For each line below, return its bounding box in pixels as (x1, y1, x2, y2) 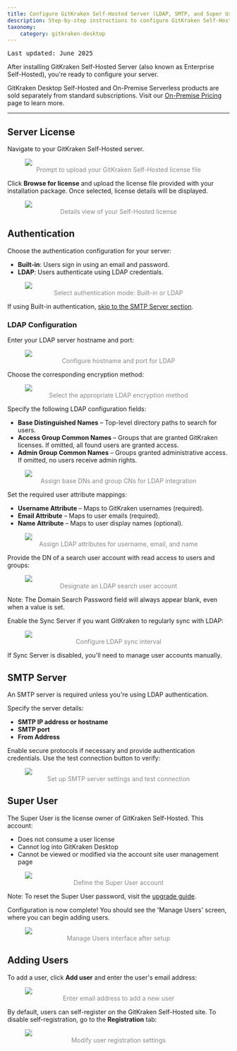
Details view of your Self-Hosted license (59, 208, 178, 216)
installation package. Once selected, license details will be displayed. (7, 186, 208, 195)
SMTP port (17, 725, 51, 733)
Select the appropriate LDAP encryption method (49, 391, 188, 400)
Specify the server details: (7, 703, 84, 712)
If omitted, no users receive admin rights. (17, 456, 138, 465)
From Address (17, 732, 60, 741)
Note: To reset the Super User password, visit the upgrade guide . (7, 891, 197, 901)
